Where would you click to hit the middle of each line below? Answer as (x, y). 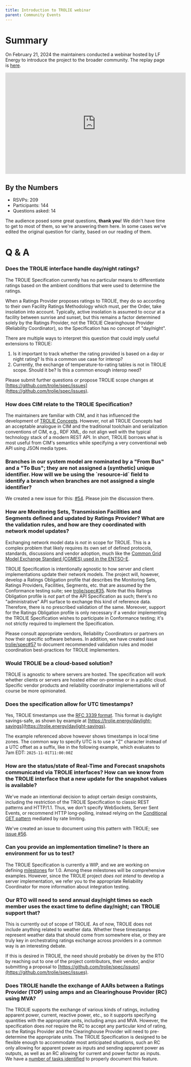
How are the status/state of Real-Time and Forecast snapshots (85, 766)
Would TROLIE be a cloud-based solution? (59, 663)
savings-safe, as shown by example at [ (48, 721)
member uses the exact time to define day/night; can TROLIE (83, 906)
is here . (13, 65)
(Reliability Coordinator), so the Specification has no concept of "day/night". (86, 328)
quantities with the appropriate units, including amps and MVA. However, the (86, 1021)
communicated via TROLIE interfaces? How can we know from (85, 773)
